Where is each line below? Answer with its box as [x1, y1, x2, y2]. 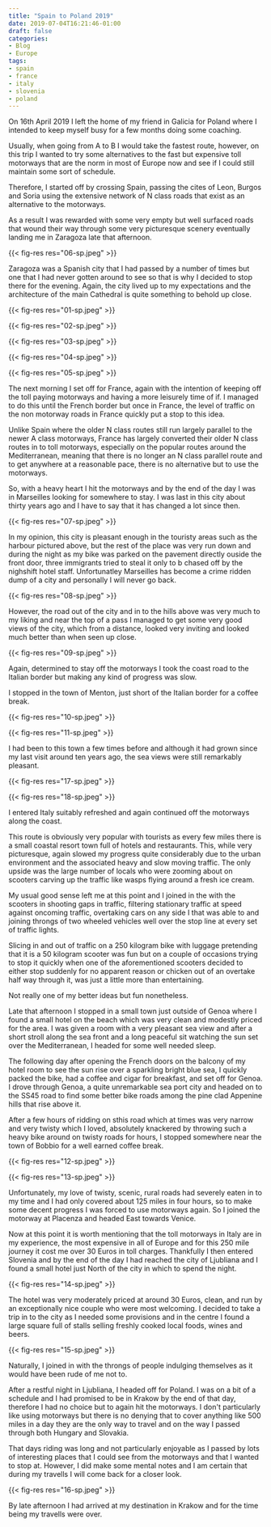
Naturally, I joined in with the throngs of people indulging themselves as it [8, 1360, 253, 1371]
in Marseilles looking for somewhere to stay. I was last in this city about [8, 493, 246, 502]
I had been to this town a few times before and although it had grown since [8, 743, 258, 753]
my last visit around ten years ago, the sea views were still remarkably [8, 752, 243, 762]
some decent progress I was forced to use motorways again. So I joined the [8, 1205, 260, 1215]
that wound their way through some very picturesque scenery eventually [8, 224, 251, 234]
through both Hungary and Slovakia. [8, 1428, 129, 1438]
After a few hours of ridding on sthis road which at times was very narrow [8, 1115, 254, 1125]
